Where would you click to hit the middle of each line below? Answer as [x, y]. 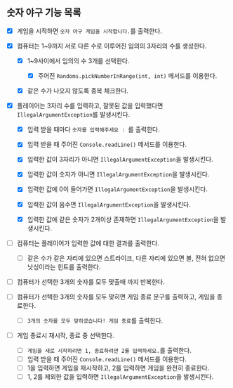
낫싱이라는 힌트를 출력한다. [64, 266]
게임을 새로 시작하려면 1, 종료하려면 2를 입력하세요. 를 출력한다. [109, 350]
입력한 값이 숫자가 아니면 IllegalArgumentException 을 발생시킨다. [118, 174]
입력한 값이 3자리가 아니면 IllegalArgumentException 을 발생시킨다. [120, 160]
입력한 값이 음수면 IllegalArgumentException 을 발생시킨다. [109, 204]
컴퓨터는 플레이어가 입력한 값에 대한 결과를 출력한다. [88, 243]
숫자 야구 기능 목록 [44, 13]
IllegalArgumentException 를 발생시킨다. [73, 115]
